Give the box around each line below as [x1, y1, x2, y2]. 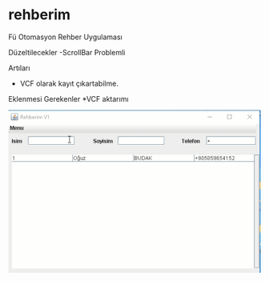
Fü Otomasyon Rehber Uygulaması [8, 32, 122, 42]
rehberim [8, 6, 70, 24]
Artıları [8, 62, 30, 73]
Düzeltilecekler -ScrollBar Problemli [8, 47, 126, 57]
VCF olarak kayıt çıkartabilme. [19, 78, 118, 88]
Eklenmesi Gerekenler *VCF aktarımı [8, 94, 130, 103]
